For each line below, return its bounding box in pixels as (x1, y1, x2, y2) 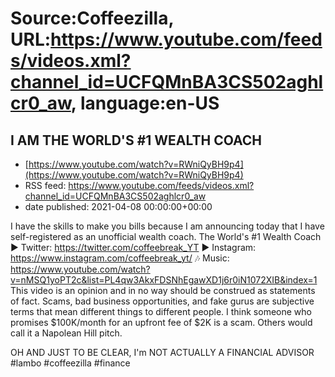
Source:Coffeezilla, (10, 7, 174, 30)
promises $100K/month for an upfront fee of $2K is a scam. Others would (10, 317, 313, 328)
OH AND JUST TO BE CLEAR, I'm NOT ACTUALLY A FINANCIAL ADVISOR (10, 347, 315, 358)
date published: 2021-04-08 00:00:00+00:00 (24, 201, 213, 212)
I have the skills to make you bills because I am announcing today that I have (10, 220, 325, 232)
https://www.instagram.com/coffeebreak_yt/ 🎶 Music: (10, 252, 230, 264)
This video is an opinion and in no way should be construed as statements (10, 285, 316, 296)
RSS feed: (24, 180, 67, 191)
